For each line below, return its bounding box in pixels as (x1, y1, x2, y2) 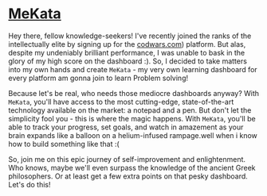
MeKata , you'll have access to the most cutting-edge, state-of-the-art (8, 97, 234, 106)
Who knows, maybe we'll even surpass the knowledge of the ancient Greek (8, 163, 256, 172)
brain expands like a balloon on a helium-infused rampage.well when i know (8, 130, 257, 140)
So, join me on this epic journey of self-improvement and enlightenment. (8, 154, 245, 163)
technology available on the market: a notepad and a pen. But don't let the (8, 105, 252, 115)
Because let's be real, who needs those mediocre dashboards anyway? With (8, 88, 260, 98)
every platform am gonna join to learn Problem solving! (8, 73, 189, 83)
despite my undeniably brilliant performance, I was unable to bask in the (8, 48, 245, 57)
